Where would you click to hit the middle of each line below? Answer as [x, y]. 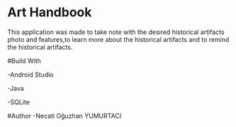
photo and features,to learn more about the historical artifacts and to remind [118, 39]
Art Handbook [50, 12]
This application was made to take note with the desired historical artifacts [116, 32]
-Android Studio [31, 74]
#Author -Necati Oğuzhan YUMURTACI [64, 116]
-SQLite [19, 102]
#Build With [24, 60]
